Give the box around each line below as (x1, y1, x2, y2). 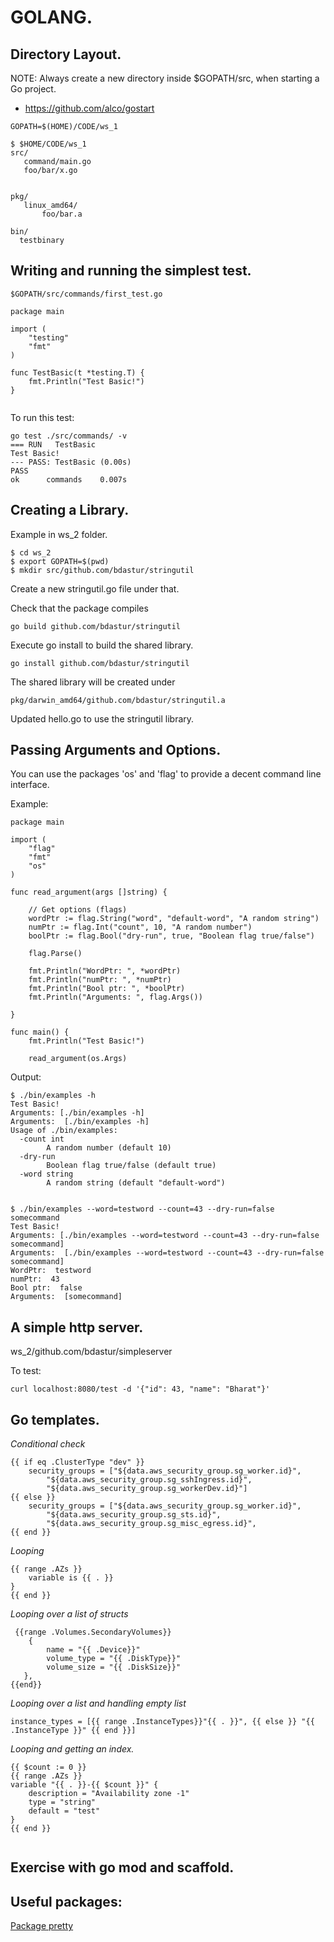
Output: (10, 1071, 42, 1083)
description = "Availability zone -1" (28, 1789, 190, 1799)
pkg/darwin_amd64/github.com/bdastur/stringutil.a (10, 695, 226, 705)
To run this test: (10, 411, 75, 423)
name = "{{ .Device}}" (46, 1645, 141, 1655)
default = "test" (28, 1806, 101, 1816)
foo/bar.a (41, 209, 83, 219)
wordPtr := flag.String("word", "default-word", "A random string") (28, 914, 320, 924)
